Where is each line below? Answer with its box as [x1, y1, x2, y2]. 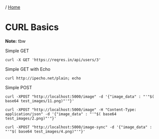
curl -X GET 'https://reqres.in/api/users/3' [5, 57, 101, 62]
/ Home [5, 4, 21, 10]
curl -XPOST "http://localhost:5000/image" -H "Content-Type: [5, 107, 137, 112]
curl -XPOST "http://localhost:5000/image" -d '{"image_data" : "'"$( [5, 94, 155, 99]
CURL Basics [5, 22, 59, 33]
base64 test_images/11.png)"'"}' [5, 98, 75, 104]
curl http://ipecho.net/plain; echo [5, 76, 81, 81]
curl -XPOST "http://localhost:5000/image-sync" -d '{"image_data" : [5, 125, 153, 130]
